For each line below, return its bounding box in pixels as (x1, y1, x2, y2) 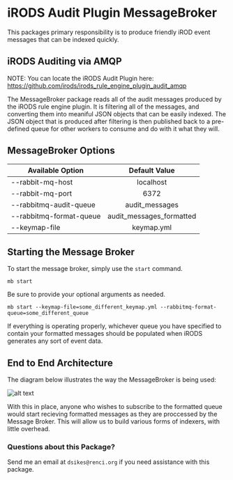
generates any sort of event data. (7, 336, 103, 346)
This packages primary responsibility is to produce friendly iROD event (7, 28, 211, 36)
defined (7, 124, 30, 133)
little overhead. (7, 425, 50, 433)
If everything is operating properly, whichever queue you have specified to (7, 322, 222, 330)
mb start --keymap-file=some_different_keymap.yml (7, 304, 158, 311)
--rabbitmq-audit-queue (10, 200, 96, 210)
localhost (137, 177, 167, 187)
